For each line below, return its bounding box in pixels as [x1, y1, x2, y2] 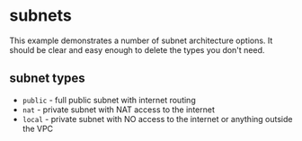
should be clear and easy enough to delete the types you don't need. [9, 44, 265, 55]
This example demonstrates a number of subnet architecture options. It [9, 35, 273, 46]
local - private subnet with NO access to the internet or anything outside [22, 113, 293, 124]
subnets [9, 5, 72, 26]
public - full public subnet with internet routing [22, 94, 196, 105]
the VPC [22, 123, 54, 134]
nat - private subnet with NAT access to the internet [22, 104, 216, 115]
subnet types [9, 71, 85, 86]
